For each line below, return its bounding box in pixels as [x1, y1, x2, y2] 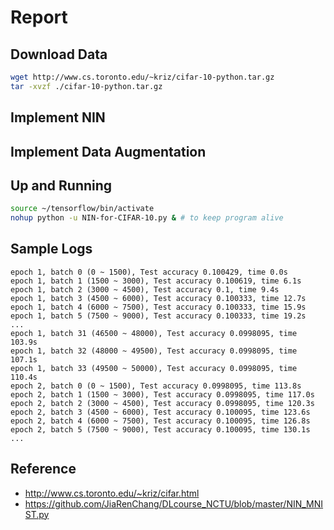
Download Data [10, 46, 108, 63]
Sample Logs [10, 241, 93, 258]
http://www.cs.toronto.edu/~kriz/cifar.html [24, 487, 200, 499]
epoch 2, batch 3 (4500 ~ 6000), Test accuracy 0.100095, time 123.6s [10, 407, 311, 417]
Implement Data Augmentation [10, 143, 207, 160]
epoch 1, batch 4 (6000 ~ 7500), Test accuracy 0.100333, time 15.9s [10, 302, 307, 312]
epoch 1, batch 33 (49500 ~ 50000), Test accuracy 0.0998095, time [10, 363, 298, 373]
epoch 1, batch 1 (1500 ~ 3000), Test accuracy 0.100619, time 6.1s [10, 276, 302, 286]
